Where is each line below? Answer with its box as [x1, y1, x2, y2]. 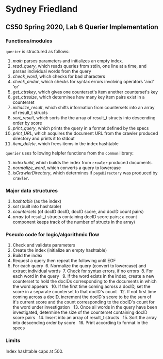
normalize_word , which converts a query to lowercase [12, 165, 121, 170]
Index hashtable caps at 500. [5, 348, 64, 354]
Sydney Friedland [5, 3, 78, 15]
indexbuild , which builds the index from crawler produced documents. [12, 159, 153, 165]
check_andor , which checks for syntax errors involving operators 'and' [12, 78, 154, 84]
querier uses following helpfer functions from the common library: [5, 150, 134, 156]
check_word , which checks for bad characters [12, 73, 106, 79]
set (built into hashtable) [12, 204, 62, 209]
